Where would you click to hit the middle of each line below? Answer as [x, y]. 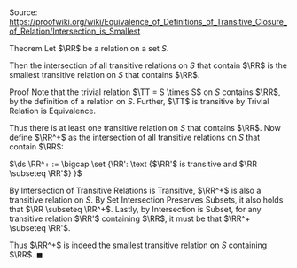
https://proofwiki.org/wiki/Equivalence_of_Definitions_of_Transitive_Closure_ [148, 22]
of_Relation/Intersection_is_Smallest [75, 31]
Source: [23, 12]
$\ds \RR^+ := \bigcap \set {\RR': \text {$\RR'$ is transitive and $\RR [133, 164]
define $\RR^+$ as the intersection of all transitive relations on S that [135, 138]
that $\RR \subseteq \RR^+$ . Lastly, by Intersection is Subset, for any [135, 210]
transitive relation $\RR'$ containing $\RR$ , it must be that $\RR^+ [130, 218]
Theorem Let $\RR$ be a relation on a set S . [89, 49]
